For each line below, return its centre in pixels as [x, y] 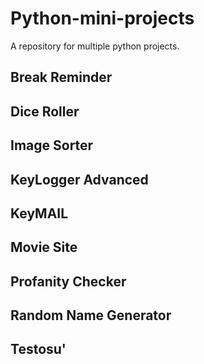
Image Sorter [52, 145]
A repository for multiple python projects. [95, 46]
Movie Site [44, 247]
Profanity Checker [68, 281]
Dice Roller [45, 111]
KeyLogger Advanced [79, 179]
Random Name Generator [91, 315]
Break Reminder [61, 77]
